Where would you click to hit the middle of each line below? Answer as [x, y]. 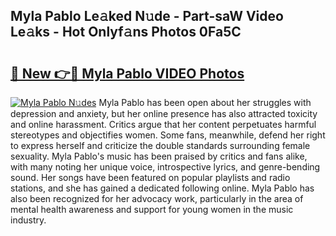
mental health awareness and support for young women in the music [152, 209]
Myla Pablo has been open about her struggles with [205, 102]
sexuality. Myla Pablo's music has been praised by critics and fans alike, [159, 156]
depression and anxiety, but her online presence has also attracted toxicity [164, 113]
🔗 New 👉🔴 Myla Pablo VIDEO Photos [127, 73]
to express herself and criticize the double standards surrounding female [160, 145]
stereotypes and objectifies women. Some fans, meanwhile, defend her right [168, 135]
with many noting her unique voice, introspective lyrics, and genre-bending [165, 167]
